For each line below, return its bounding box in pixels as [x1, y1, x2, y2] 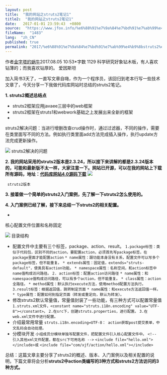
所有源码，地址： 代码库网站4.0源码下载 [5, 171, 86, 177]
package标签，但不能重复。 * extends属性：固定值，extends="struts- [12, 260, 145, 265]
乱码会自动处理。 [16, 326, 46, 331]
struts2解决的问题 [11, 148, 48, 154]
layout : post [5, 7, 32, 12]
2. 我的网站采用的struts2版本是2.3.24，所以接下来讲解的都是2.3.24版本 [5, 158, 154, 164]
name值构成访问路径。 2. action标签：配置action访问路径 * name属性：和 [12, 271, 149, 276]
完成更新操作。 [9, 137, 40, 143]
